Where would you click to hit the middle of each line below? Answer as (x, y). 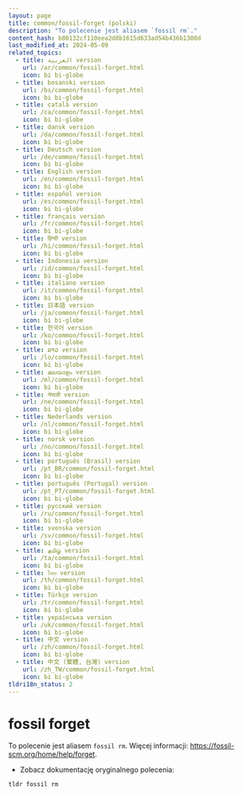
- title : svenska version (59, 528)
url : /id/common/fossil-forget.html (84, 268)
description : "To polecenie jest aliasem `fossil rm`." (103, 30)
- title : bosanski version (60, 82)
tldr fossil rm (33, 785)
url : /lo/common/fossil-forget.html (84, 358)
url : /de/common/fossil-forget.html (84, 157)
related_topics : (35, 53)
